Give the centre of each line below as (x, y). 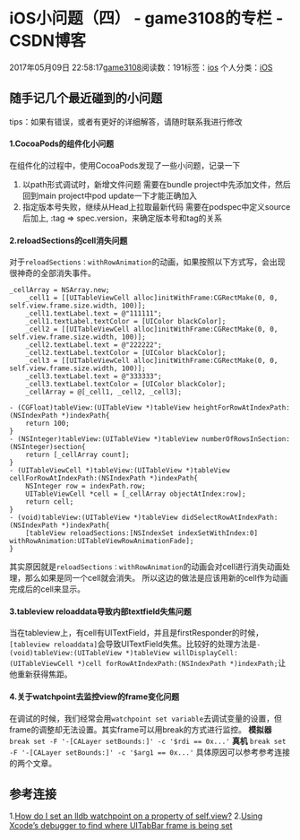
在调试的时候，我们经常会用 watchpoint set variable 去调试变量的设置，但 (146, 718)
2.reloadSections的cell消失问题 (69, 240)
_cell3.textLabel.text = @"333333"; (94, 377)
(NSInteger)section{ (48, 447)
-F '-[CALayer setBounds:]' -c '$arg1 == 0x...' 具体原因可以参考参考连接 (150, 752)
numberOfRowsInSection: (246, 439)
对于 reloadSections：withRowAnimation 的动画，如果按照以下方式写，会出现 (147, 262)
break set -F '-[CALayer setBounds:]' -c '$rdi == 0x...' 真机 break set (148, 740)
